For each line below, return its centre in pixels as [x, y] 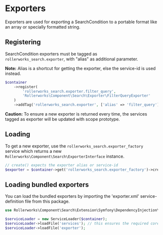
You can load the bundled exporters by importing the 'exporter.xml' [72, 196]
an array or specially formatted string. [43, 27]
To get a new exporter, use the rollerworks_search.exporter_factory [74, 146]
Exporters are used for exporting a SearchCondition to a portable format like [81, 22]
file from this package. [47, 202]
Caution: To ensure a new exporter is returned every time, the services [76, 114]
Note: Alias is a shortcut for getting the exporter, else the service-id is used [81, 68]
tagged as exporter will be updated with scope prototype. [63, 119]
